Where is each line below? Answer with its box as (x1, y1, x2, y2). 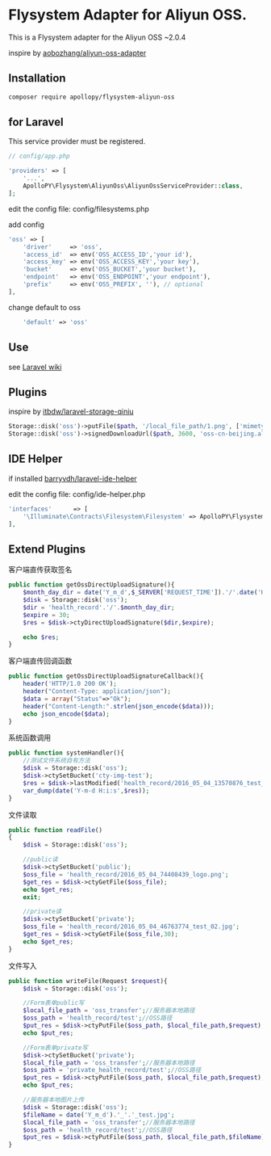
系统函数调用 (8, 733, 51, 742)
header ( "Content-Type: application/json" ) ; (23, 687, 172, 696)
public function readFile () (8, 826, 103, 834)
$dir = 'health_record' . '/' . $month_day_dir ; (23, 603, 175, 612)
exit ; (23, 893, 42, 902)
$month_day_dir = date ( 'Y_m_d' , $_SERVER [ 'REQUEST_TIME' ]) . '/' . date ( (23, 588, 258, 597)
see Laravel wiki (8, 362, 62, 372)
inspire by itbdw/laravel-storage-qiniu (8, 406, 135, 417)
